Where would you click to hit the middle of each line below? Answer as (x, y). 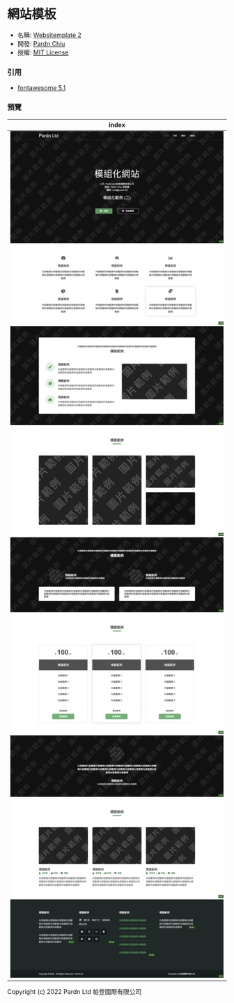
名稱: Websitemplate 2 (49, 35)
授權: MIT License (43, 52)
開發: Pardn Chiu (41, 43)
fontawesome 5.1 (41, 88)
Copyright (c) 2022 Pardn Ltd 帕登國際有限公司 (75, 992)
